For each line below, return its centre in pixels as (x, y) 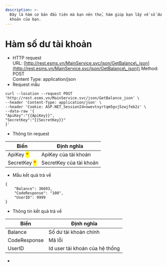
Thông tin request (31, 134)
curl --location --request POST (39, 94)
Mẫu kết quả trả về (32, 175)
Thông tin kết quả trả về (37, 211)
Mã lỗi (55, 240)
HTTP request (27, 58)
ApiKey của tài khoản (66, 155)
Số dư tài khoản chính (74, 232)
